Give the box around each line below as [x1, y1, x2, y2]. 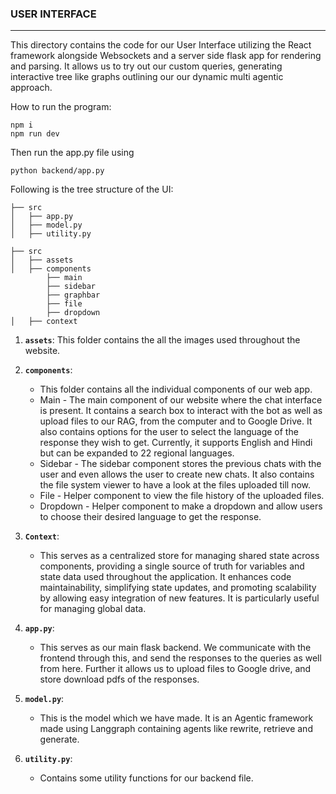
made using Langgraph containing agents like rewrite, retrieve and [39, 723, 313, 735]
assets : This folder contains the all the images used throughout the [24, 334, 301, 346]
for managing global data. [39, 603, 147, 615]
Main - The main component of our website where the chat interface [39, 394, 323, 406]
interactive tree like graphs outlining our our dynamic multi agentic [10, 71, 284, 83]
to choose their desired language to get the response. [39, 511, 262, 523]
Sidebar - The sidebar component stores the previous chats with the [39, 458, 322, 470]
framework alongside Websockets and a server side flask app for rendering [10, 50, 322, 62]
